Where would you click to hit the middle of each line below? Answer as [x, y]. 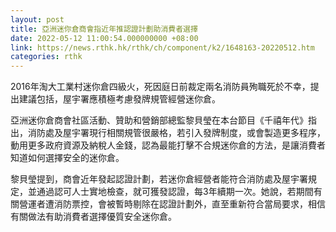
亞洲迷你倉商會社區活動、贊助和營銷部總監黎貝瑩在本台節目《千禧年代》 [159, 120]
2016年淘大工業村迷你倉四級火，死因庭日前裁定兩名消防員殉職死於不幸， [160, 87]
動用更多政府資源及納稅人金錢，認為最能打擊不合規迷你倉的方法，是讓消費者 [168, 145]
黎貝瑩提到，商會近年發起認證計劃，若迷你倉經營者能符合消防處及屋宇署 [159, 179]
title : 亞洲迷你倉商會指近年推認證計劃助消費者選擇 [104, 29]
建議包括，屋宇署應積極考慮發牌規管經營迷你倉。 [119, 99]
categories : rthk [46, 57]
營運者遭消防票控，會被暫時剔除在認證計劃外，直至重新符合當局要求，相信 [172, 204]
